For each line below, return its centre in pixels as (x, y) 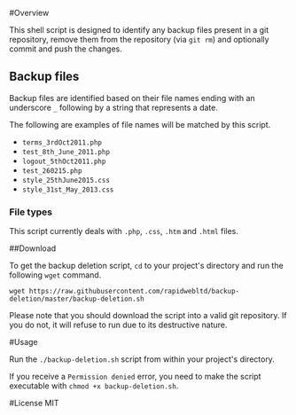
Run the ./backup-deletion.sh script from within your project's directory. (142, 359)
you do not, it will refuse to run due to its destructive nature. (118, 325)
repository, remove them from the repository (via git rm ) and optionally (139, 39)
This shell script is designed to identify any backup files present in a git (139, 30)
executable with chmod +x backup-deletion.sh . (94, 386)
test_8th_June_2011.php (66, 152)
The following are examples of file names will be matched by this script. (140, 124)
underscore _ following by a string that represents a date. (114, 107)
